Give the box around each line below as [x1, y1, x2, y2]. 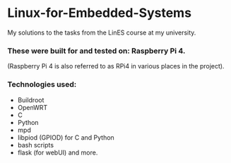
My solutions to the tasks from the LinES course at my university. [7, 28, 196, 37]
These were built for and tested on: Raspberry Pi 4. [7, 46, 186, 56]
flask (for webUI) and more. [17, 148, 98, 157]
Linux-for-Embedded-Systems [7, 5, 192, 21]
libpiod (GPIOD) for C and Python [17, 133, 114, 142]
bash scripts [17, 140, 54, 149]
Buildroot [17, 95, 45, 104]
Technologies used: [7, 80, 77, 90]
